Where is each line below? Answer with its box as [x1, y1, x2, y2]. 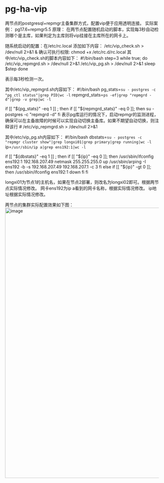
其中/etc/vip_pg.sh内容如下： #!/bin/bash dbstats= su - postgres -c [5, 134, 143, 140]
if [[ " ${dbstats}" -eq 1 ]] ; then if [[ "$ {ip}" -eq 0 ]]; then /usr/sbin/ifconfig [5, 153, 154, 159]
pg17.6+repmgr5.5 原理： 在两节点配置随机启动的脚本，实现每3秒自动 [14, 26, 155, 32]
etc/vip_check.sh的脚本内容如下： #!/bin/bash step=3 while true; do [11, 55, 148, 61]
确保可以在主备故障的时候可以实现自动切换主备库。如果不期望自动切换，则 [5, 118, 155, 123]
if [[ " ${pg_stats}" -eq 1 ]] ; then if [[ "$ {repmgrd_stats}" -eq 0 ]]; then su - [5, 105, 155, 111]
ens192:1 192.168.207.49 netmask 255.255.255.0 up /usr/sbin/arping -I [5, 158, 146, 165]
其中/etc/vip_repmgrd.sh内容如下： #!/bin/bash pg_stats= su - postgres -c [5, 86, 156, 92]
